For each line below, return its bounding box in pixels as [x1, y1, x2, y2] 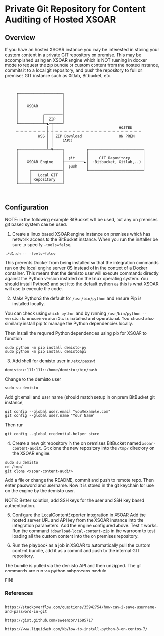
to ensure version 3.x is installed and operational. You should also [22, 315, 154, 321]
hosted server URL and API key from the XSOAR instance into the [12, 517, 144, 523]
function [5, 335, 22, 341]
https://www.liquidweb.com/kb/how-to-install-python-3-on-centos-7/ [5, 627, 148, 632]
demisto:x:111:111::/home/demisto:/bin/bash [5, 367, 97, 372]
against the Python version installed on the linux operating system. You [5, 275, 148, 281]
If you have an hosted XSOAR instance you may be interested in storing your [5, 47, 159, 52]
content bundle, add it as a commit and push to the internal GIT [12, 547, 140, 553]
